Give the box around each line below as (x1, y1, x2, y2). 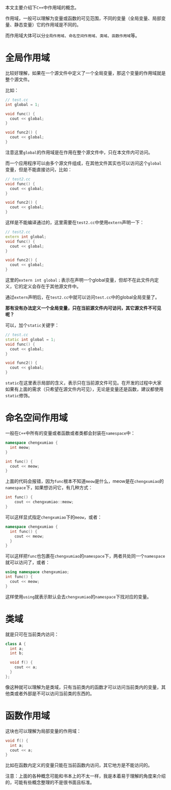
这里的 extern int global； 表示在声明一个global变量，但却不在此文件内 (5, 277, 154, 283)
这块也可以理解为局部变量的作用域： (5, 728, 81, 734)
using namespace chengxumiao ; (5, 569, 70, 575)
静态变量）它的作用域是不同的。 (14, 22, 81, 28)
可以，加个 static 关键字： (5, 322, 60, 329)
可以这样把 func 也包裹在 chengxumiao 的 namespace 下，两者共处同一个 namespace (5, 553, 165, 559)
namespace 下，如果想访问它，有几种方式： (5, 484, 93, 491)
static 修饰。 (5, 393, 33, 399)
